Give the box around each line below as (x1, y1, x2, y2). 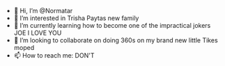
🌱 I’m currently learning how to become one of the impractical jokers (13, 22, 211, 29)
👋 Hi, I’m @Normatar (13, 7, 73, 15)
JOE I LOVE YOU (13, 28, 62, 37)
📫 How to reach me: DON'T (13, 51, 95, 59)
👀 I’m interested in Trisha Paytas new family (13, 14, 139, 22)
